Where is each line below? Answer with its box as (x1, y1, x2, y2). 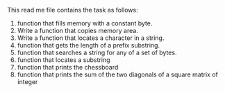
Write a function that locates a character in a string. (17, 34, 165, 42)
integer (17, 78, 38, 85)
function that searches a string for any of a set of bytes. (17, 48, 177, 56)
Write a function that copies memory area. (17, 27, 139, 34)
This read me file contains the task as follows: (7, 6, 138, 14)
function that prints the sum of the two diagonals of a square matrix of (17, 70, 219, 79)
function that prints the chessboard (17, 63, 119, 71)
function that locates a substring (17, 56, 110, 64)
